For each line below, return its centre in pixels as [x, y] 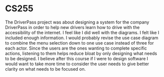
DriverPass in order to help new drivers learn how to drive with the [72, 27]
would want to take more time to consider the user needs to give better [77, 64]
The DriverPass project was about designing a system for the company [77, 22]
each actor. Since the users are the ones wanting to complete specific [76, 48]
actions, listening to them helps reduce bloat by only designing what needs [81, 53]
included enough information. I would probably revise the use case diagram [82, 38]
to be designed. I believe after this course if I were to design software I [77, 58]
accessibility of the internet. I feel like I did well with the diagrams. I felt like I [82, 32]
